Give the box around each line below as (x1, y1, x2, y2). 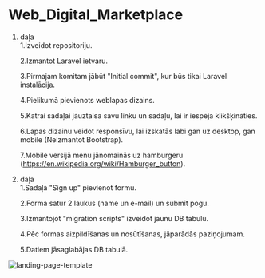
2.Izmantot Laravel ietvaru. (19, 56, 109, 66)
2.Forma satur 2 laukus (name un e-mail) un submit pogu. (19, 198, 210, 208)
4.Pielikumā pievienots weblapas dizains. (19, 95, 156, 105)
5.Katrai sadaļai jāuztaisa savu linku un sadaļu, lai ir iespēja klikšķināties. (19, 110, 258, 121)
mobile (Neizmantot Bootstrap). (19, 134, 124, 145)
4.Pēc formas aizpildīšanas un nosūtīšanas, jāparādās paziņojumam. (19, 229, 246, 239)
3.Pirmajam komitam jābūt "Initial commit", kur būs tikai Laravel (19, 71, 227, 81)
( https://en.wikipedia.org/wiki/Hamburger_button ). (19, 158, 186, 169)
